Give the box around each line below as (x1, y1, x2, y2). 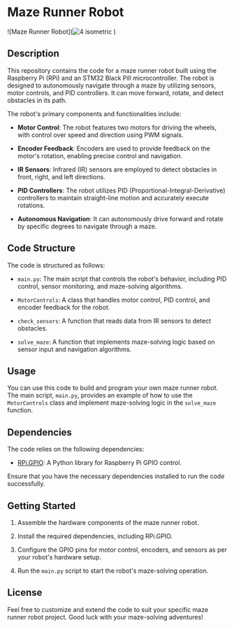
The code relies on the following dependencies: (7, 445, 145, 454)
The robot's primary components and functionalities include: (7, 109, 182, 118)
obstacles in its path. (7, 96, 67, 104)
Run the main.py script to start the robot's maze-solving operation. (17, 566, 209, 575)
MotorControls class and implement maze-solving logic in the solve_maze (7, 398, 217, 407)
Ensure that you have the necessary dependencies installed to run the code (7, 472, 225, 480)
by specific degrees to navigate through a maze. (17, 222, 157, 230)
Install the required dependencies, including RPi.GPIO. (17, 532, 173, 540)
